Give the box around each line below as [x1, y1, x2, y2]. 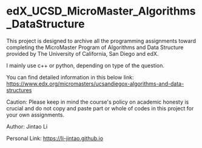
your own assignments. [6, 111, 65, 118]
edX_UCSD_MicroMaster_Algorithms [6, 4, 196, 18]
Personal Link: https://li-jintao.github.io [6, 135, 104, 142]
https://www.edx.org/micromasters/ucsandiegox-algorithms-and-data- [6, 80, 184, 87]
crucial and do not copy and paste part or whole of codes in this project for [6, 104, 194, 112]
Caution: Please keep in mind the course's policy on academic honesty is [6, 98, 189, 106]
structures [6, 86, 32, 93]
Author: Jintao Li [6, 123, 48, 130]
